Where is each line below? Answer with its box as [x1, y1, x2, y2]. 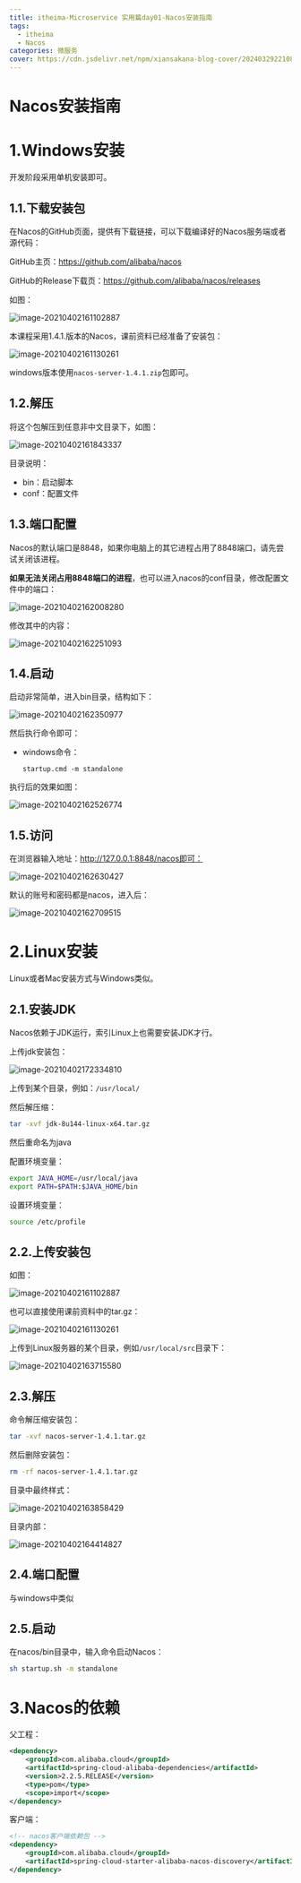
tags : [9, 21, 30, 30]
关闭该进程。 [16, 553, 64, 564]
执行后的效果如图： [9, 781, 81, 793]
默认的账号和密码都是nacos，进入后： [9, 890, 150, 900]
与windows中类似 [9, 1592, 74, 1604]
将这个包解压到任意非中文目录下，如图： [9, 421, 159, 432]
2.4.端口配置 [9, 1567, 80, 1582]
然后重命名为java [9, 1137, 72, 1148]
